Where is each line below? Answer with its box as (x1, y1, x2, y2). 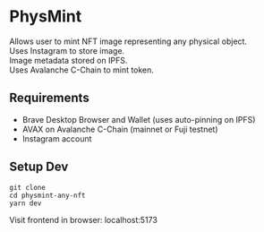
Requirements (9, 90, 89, 106)
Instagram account (21, 133, 92, 144)
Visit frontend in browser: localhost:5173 (9, 214, 158, 225)
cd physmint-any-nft (9, 191, 87, 200)
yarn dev (9, 199, 42, 208)
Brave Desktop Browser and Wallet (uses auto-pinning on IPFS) (21, 114, 256, 125)
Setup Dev (9, 159, 69, 175)
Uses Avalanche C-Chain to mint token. (9, 64, 155, 75)
